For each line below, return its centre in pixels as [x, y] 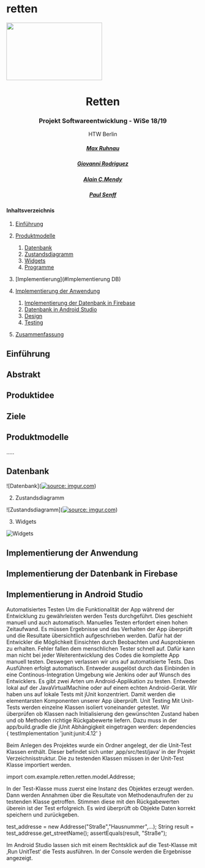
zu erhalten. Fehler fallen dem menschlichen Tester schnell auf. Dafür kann [101, 648]
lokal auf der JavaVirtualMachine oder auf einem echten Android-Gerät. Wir [102, 688]
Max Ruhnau [103, 149]
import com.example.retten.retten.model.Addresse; [71, 777]
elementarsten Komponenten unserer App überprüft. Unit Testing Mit [93, 700]
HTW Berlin [103, 134]
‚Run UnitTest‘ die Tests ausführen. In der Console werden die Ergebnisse [99, 851]
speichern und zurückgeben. [43, 815]
